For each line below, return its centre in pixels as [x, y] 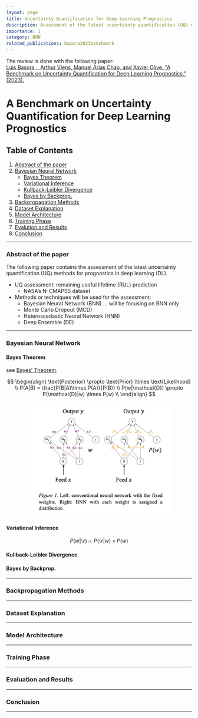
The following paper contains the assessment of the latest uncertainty [91, 267]
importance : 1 [24, 31]
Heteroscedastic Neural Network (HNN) [72, 316]
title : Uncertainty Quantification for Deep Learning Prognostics [89, 19]
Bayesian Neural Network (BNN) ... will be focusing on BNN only [101, 304]
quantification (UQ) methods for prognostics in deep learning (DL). [87, 274]
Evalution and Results [41, 227]
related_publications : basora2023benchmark [60, 44]
